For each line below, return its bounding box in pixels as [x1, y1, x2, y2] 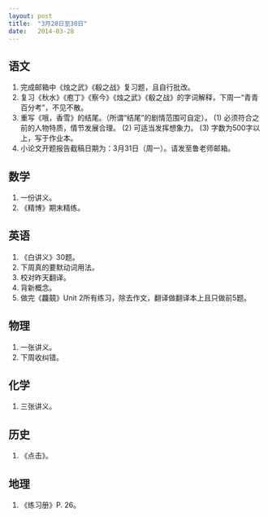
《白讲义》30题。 [19, 252, 80, 261]
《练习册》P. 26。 [19, 500, 81, 510]
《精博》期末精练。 [19, 203, 85, 212]
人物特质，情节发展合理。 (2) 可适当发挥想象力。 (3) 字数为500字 [34, 123, 253, 133]
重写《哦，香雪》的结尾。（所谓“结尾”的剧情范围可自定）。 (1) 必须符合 [19, 113, 253, 123]
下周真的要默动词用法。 [19, 262, 99, 272]
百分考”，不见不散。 [19, 103, 88, 112]
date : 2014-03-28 [8, 27, 75, 35]
